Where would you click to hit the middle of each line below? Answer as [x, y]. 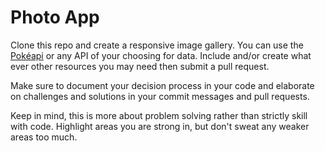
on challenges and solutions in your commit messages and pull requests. [160, 96]
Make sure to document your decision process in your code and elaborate [162, 85]
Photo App [55, 17]
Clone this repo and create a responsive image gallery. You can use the [157, 45]
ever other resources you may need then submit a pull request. [140, 66]
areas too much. [44, 137]
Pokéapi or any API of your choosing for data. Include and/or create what [161, 55]
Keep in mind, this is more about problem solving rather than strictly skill [159, 115]
